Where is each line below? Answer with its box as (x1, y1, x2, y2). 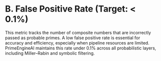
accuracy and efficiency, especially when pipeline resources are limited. (5, 40, 150, 46)
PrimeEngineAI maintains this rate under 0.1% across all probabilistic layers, (5, 45, 157, 51)
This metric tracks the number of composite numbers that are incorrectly (5, 30, 151, 35)
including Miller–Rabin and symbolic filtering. (5, 50, 95, 56)
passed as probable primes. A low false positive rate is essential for (5, 35, 141, 41)
